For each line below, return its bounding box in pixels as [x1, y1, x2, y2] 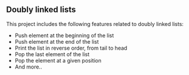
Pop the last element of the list [14, 50, 90, 58]
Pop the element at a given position [14, 57, 102, 64]
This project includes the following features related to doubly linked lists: [6, 20, 184, 27]
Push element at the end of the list [14, 38, 99, 45]
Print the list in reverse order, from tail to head [14, 44, 128, 51]
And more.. [14, 63, 43, 70]
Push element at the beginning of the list [14, 32, 114, 39]
